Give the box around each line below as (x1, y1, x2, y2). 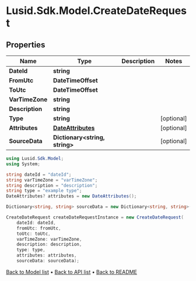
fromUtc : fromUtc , (16, 225, 61, 231)
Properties (6, 40, 45, 50)
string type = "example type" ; (6, 188, 82, 194)
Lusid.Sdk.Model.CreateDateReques (6, 4, 187, 18)
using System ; (6, 161, 41, 167)
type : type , (16, 247, 45, 253)
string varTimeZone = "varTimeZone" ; (6, 177, 98, 183)
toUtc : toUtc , (16, 231, 51, 237)
